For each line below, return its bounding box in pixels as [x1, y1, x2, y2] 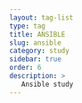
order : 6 [9, 64, 42, 73]
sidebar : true [9, 55, 62, 64]
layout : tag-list [9, 13, 74, 22]
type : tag [9, 21, 46, 30]
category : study [9, 47, 70, 56]
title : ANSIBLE [9, 30, 66, 39]
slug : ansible [9, 38, 62, 47]
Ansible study [20, 80, 74, 89]
